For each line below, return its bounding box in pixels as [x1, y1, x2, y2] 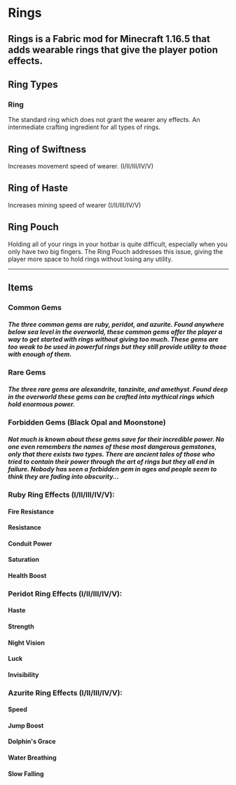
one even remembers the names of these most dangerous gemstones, [8, 442, 217, 450]
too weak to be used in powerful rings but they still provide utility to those [8, 342, 227, 351]
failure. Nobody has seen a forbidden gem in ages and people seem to [8, 464, 217, 473]
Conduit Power [8, 539, 53, 548]
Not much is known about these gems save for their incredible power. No [8, 435, 225, 443]
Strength [8, 622, 34, 631]
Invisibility [8, 670, 39, 678]
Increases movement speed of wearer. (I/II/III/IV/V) [8, 162, 154, 170]
